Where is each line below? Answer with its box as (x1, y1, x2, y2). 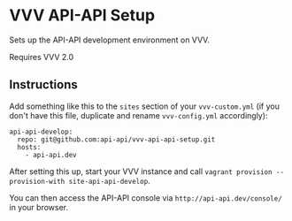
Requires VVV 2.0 (9, 51, 74, 62)
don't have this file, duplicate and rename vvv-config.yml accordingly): (9, 110, 268, 120)
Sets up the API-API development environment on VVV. (9, 34, 211, 45)
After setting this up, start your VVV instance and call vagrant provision (9, 165, 273, 177)
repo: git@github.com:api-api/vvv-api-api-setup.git (17, 134, 216, 144)
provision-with (9, 177, 65, 186)
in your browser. (9, 202, 69, 212)
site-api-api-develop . (68, 175, 150, 186)
